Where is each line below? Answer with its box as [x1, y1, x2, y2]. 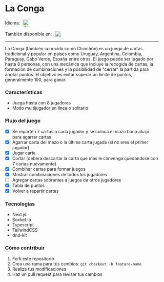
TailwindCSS [12, 227, 38, 233]
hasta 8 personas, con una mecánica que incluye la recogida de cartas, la [5, 61, 154, 67]
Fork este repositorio [12, 256, 55, 262]
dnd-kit [12, 232, 27, 238]
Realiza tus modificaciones [12, 266, 67, 272]
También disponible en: [5, 31, 52, 37]
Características [5, 89, 42, 96]
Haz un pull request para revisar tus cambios [12, 271, 102, 277]
